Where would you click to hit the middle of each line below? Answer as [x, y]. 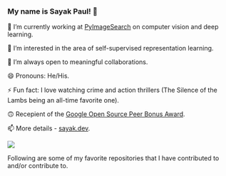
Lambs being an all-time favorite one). [63, 100]
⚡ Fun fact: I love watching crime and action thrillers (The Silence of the [112, 90]
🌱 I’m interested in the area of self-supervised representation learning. [111, 48]
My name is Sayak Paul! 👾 [52, 11]
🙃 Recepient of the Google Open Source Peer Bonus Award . [96, 114]
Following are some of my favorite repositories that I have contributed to [113, 158]
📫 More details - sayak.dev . [49, 128]
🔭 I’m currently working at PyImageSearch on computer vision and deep [113, 27]
